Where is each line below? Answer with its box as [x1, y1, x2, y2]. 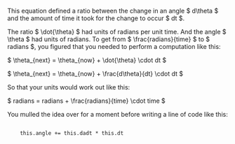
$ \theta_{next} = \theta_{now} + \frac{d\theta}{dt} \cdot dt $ [7, 70, 184, 78]
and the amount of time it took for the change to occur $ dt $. [7, 14, 185, 22]
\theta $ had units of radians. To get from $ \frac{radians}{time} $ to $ [7, 35, 210, 43]
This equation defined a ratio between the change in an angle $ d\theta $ [7, 7, 219, 15]
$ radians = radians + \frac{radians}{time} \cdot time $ [7, 96, 166, 105]
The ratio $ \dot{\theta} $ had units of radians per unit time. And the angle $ [7, 28, 227, 36]
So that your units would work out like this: [7, 83, 130, 91]
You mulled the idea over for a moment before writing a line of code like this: [7, 110, 228, 118]
